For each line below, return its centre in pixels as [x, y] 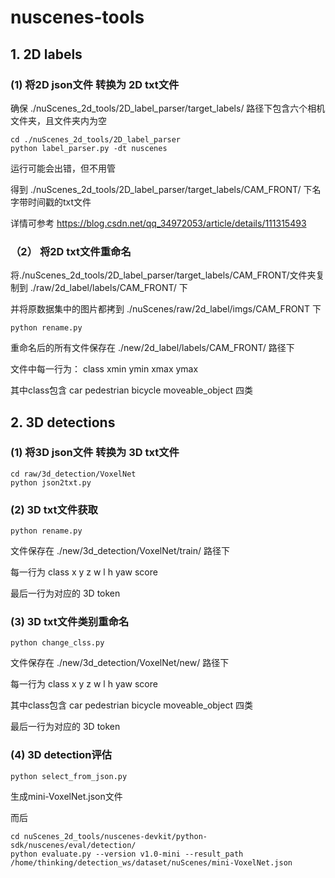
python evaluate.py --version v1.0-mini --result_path [127, 854]
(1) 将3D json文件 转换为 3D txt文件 [95, 453]
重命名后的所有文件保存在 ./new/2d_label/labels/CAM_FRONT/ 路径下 [152, 348]
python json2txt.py [51, 482]
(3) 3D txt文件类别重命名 [70, 622]
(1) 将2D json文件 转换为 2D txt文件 [95, 84]
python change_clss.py [57, 643]
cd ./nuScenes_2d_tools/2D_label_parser [96, 139]
